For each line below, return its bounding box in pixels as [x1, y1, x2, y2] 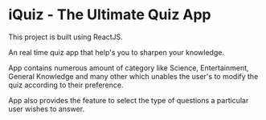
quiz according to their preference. [8, 80, 124, 90]
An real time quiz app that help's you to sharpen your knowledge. [8, 47, 225, 57]
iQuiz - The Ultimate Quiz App [8, 6, 211, 24]
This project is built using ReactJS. [8, 32, 123, 42]
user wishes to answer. [8, 104, 85, 114]
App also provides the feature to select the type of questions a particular [8, 95, 249, 105]
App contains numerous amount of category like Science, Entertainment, [8, 62, 249, 73]
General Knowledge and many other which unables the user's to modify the [8, 71, 259, 81]
